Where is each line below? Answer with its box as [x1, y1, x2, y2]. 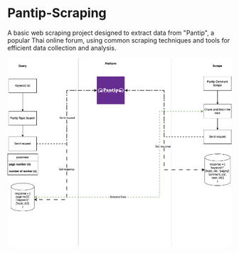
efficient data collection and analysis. [7, 43, 117, 52]
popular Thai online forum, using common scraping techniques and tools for [7, 36, 230, 44]
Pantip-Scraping [7, 5, 107, 21]
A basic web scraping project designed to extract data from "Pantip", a [7, 28, 215, 37]
